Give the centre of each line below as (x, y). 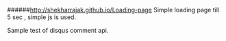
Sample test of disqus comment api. (58, 30)
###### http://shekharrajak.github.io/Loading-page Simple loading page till (113, 10)
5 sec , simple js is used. (42, 17)
